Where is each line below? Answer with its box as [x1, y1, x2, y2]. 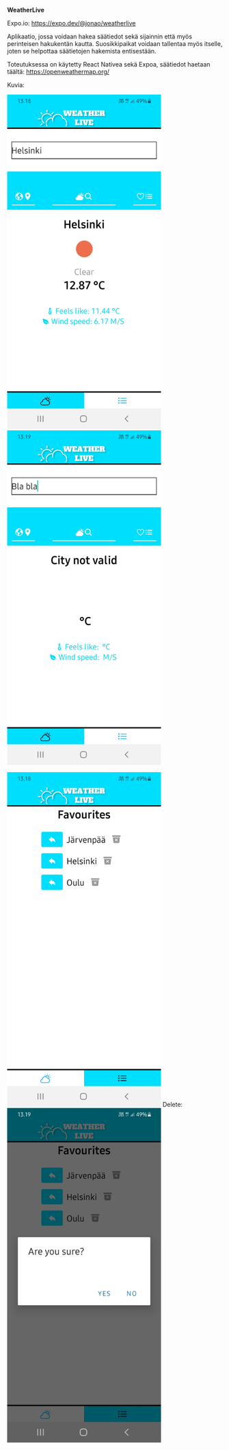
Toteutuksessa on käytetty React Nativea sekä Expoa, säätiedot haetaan [7, 60, 211, 68]
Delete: [162, 1101, 183, 1108]
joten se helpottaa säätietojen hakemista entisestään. [7, 47, 157, 55]
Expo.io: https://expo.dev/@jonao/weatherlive [7, 19, 136, 27]
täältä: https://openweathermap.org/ [7, 68, 110, 75]
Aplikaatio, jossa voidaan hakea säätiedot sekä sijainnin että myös [7, 32, 193, 40]
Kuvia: [7, 81, 25, 89]
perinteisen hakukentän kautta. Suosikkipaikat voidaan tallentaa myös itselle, [7, 40, 223, 47]
